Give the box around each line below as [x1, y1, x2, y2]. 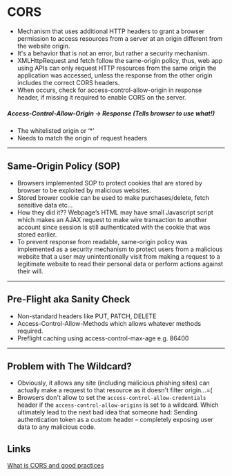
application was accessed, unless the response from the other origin [17, 71, 213, 80]
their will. [17, 267, 43, 275]
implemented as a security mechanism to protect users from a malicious [17, 245, 223, 253]
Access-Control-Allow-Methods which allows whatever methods [17, 319, 202, 327]
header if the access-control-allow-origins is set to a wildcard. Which [17, 401, 219, 409]
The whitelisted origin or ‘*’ [17, 126, 95, 135]
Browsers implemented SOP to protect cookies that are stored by [17, 178, 202, 187]
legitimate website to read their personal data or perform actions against [17, 259, 223, 268]
